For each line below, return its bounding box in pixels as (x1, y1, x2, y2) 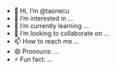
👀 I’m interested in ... (13, 14, 74, 23)
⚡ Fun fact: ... (13, 55, 53, 63)
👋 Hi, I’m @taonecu (13, 7, 70, 15)
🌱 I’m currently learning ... (13, 22, 89, 30)
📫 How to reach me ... (13, 37, 79, 45)
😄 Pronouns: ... (13, 47, 60, 56)
